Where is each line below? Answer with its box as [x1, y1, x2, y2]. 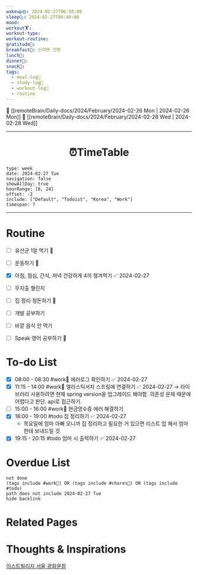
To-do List [6, 356, 57, 369]
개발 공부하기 [14, 309, 45, 316]
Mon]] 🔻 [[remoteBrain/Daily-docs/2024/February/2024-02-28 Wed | [6, 113, 174, 120]
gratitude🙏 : [6, 42, 35, 48]
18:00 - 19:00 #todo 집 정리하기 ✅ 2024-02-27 [14, 413, 127, 420]
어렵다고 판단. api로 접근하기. [14, 398, 82, 405]
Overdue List [6, 456, 71, 469]
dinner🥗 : [6, 58, 28, 64]
